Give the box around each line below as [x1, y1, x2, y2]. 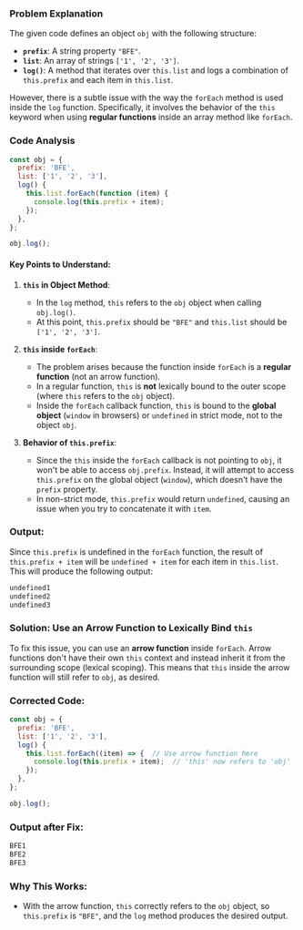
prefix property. [35, 484, 98, 495]
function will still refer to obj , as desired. [9, 671, 161, 682]
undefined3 [9, 600, 51, 609]
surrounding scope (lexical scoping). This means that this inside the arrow [9, 661, 290, 672]
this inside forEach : [22, 343, 98, 354]
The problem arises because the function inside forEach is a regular [35, 361, 292, 372]
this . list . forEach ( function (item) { [25, 189, 169, 199]
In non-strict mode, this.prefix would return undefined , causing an [35, 493, 290, 504]
